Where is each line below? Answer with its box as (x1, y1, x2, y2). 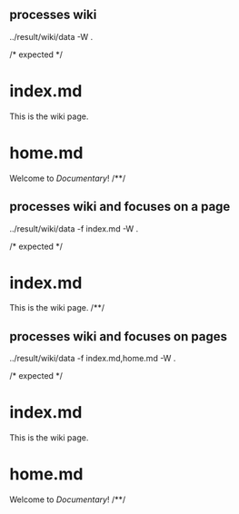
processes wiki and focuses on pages (9, 329, 227, 344)
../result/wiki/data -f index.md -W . (9, 222, 139, 234)
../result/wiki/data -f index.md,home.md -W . (9, 353, 176, 364)
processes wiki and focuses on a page (9, 199, 231, 214)
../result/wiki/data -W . (9, 31, 94, 42)
